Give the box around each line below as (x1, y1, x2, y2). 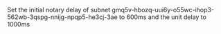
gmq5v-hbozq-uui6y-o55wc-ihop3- (112, 6, 215, 14)
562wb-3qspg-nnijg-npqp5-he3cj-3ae (7, 13, 118, 21)
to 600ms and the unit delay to (118, 13, 206, 21)
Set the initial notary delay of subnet (7, 6, 111, 14)
